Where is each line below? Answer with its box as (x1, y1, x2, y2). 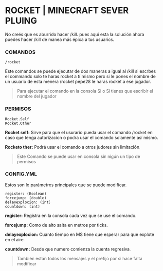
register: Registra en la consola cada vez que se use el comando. (5, 213, 137, 218)
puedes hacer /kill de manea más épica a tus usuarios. (5, 37, 114, 42)
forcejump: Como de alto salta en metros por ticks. (5, 222, 108, 228)
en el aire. (5, 236, 25, 242)
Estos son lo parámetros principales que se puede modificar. (5, 182, 127, 188)
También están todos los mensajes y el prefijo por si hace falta (17, 255, 143, 261)
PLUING (5, 15, 37, 26)
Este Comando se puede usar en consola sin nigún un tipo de (17, 154, 140, 159)
